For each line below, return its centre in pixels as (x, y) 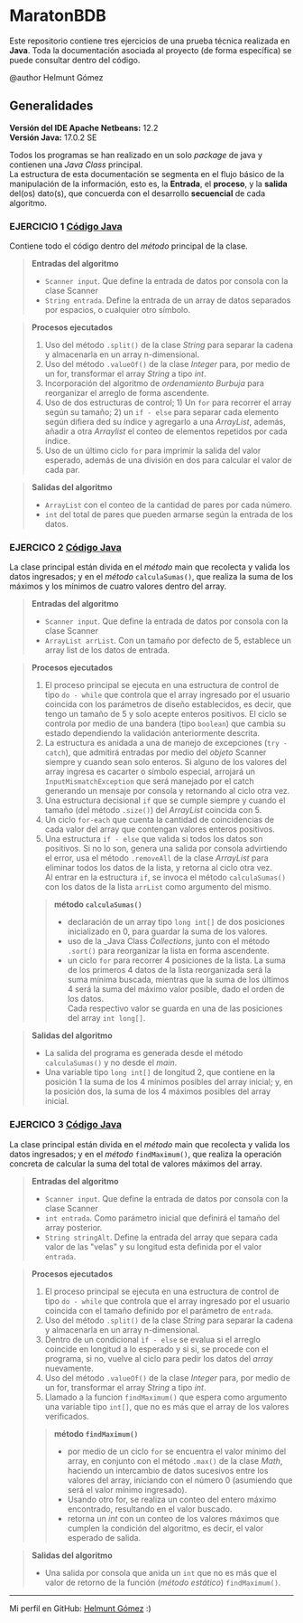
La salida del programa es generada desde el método (144, 1053)
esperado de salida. (104, 1537)
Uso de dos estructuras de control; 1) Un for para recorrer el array (168, 402)
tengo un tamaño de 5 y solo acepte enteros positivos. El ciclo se (165, 714)
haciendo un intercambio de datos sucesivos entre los (168, 1470)
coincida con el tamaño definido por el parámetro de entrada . (159, 1310)
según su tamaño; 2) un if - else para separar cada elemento (162, 412)
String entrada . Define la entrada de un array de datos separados (168, 300)
